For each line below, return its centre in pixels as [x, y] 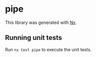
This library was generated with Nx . [41, 22]
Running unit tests [34, 38]
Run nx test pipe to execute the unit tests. [48, 49]
